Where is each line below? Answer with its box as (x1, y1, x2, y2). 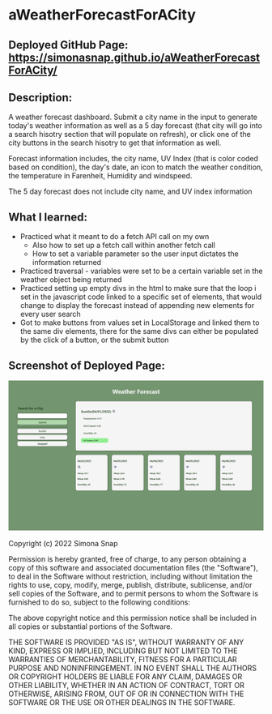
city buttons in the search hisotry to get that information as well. (8, 138, 222, 148)
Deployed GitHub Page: (8, 38, 129, 52)
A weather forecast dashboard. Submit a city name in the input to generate (8, 112, 257, 122)
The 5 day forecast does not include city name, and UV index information (8, 186, 253, 196)
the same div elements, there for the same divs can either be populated (19, 327, 259, 336)
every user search (19, 310, 81, 319)
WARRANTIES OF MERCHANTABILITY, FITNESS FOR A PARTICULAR (8, 654, 237, 664)
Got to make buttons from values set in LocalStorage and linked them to (19, 318, 260, 327)
